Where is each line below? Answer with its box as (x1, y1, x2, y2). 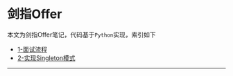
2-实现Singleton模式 (17, 53, 76, 62)
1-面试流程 (17, 45, 47, 53)
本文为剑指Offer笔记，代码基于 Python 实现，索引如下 (7, 30, 156, 39)
